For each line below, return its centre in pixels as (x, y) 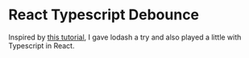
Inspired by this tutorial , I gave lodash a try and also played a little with (125, 37)
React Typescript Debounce (104, 15)
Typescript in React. (41, 45)
